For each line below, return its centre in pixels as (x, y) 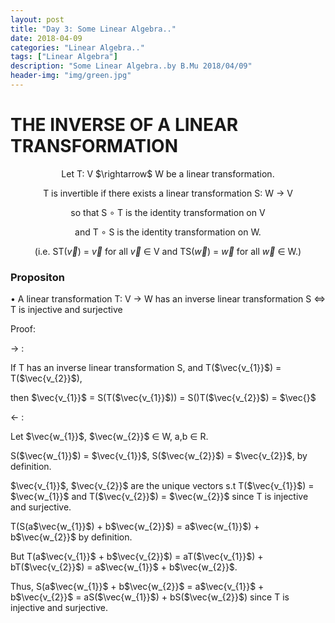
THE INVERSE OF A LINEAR (124, 125)
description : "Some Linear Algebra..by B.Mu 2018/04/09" (131, 66)
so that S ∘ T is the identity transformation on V (168, 212)
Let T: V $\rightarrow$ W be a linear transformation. (168, 173)
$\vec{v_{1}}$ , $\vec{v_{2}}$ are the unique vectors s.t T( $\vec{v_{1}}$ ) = (162, 486)
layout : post (37, 19)
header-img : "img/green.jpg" (71, 76)
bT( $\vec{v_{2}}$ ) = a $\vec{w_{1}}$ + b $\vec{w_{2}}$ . (124, 567)
